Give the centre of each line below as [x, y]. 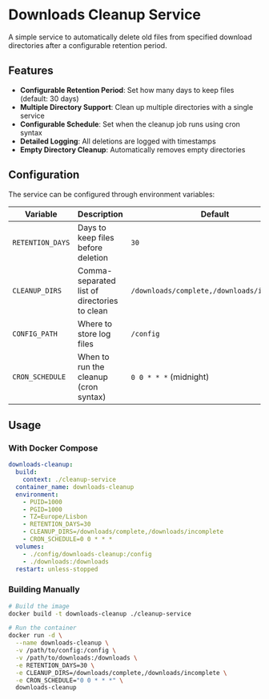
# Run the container [43, 628]
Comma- [95, 270]
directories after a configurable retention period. [88, 45]
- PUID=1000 [42, 502]
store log [94, 333]
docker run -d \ [35, 636]
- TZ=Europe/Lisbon [55, 517]
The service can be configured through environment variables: [112, 194]
